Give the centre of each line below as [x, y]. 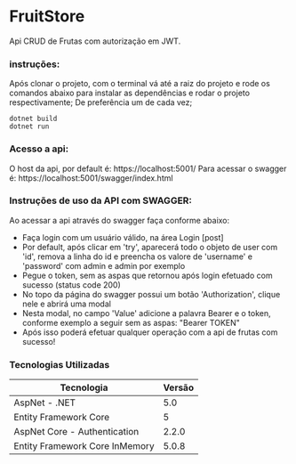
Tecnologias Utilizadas [60, 364]
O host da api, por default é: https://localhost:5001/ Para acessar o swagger [148, 168]
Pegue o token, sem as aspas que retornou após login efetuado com [147, 275]
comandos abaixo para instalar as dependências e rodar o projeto [130, 93]
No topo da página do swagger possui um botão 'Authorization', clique [151, 294]
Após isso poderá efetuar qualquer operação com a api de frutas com [150, 332]
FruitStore [47, 16]
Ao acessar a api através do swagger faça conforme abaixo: [120, 220]
